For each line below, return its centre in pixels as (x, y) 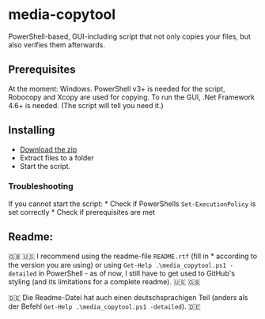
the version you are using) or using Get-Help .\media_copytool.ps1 (117, 265)
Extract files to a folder (57, 158)
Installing (32, 131)
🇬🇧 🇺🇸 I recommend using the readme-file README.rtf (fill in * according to (133, 256)
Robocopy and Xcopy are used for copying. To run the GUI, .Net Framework (132, 97)
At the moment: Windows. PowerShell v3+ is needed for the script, (117, 88)
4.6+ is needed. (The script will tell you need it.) (86, 105)
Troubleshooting (41, 186)
